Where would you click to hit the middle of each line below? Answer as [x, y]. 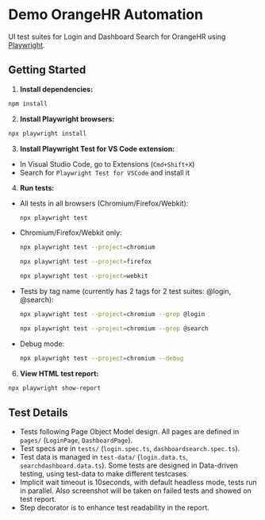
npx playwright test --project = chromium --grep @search [114, 328]
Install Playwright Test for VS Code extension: [97, 148]
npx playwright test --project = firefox [86, 262]
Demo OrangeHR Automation [106, 15]
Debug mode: [42, 344]
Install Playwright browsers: [67, 119]
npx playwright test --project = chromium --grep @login [112, 314]
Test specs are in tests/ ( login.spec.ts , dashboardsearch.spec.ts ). [130, 449]
